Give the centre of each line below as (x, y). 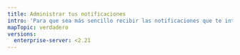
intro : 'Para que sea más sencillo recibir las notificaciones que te (115, 21)
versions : (22, 34)
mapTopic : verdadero (38, 27)
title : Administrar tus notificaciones (67, 14)
